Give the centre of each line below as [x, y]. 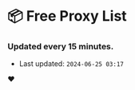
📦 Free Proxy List [67, 16]
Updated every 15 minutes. [61, 47]
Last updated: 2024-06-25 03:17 [71, 64]
